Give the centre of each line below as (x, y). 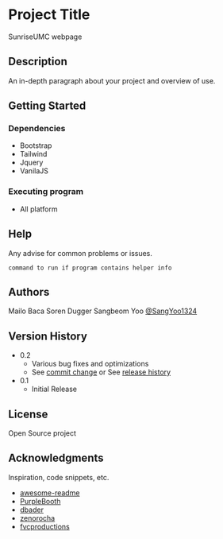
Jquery (31, 163)
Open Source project (42, 433)
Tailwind (33, 154)
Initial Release (54, 389)
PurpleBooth (40, 501)
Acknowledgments (56, 458)
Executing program (46, 192)
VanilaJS (34, 171)
